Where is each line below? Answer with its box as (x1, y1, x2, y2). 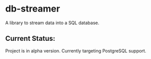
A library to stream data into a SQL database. (5, 20, 100, 26)
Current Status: (5, 34, 55, 43)
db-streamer (5, 3, 60, 15)
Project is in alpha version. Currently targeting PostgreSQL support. (5, 47, 146, 53)
